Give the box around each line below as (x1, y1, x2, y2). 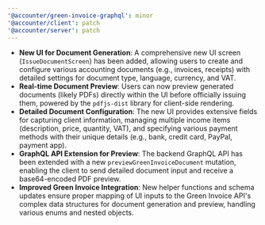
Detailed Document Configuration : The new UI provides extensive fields (18, 107, 258, 116)
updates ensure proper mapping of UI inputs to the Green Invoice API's (18, 191, 252, 200)
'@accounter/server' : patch (7, 26, 101, 34)
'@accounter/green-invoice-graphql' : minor (7, 11, 154, 20)
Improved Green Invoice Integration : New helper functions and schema (18, 183, 255, 193)
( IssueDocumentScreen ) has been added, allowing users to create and (18, 56, 244, 66)
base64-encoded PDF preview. (18, 174, 121, 184)
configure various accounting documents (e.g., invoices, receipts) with (18, 65, 251, 74)
